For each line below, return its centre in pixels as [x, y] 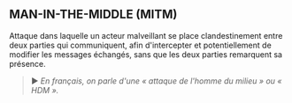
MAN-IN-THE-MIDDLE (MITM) [93, 15]
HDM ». [45, 90]
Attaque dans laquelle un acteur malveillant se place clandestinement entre [146, 35]
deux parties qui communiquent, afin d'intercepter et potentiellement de [140, 45]
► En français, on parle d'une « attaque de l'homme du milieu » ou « [156, 81]
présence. [27, 63]
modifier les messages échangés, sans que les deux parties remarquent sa [146, 54]
